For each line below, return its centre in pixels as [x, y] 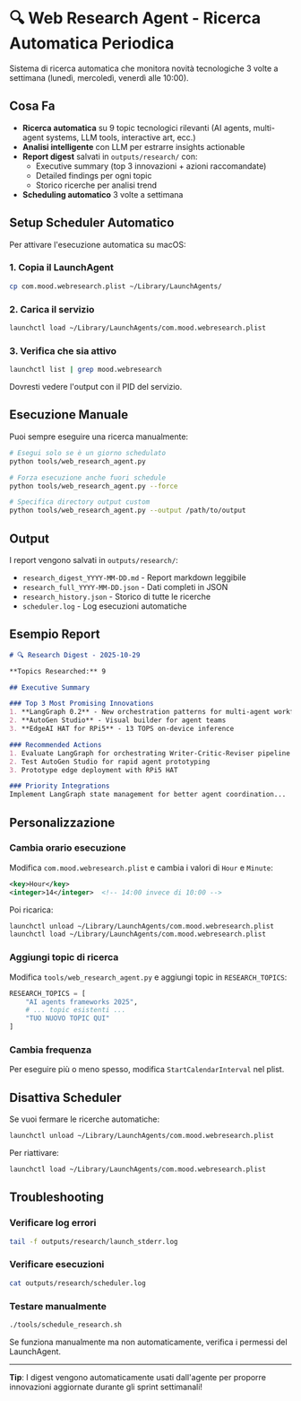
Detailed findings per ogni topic [94, 175]
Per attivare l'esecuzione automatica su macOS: [98, 244]
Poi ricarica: [31, 910]
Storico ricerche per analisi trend [96, 185]
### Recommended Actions [56, 745]
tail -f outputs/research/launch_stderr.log [94, 1241]
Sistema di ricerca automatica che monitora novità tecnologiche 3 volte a [144, 68]
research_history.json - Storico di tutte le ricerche [116, 596]
